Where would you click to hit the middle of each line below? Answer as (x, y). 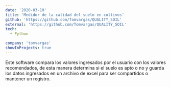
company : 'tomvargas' (28, 43)
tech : (11, 29)
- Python (19, 34)
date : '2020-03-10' (26, 10)
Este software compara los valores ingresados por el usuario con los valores (86, 62)
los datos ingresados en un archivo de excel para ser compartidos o (77, 73)
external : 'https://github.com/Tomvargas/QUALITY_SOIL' (66, 24)
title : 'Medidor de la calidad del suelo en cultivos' (65, 15)
